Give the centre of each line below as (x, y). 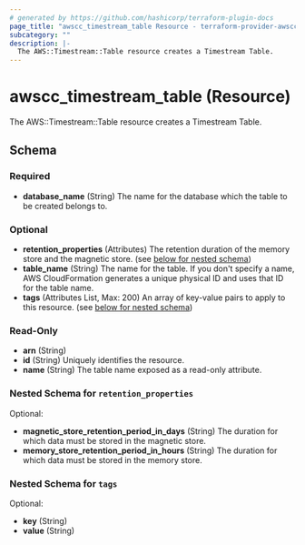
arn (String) (44, 350)
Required (30, 177)
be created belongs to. (65, 206)
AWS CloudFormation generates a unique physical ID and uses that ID (153, 278)
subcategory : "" (40, 35)
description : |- (40, 43)
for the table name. (58, 288)
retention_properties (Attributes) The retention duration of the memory (156, 249)
